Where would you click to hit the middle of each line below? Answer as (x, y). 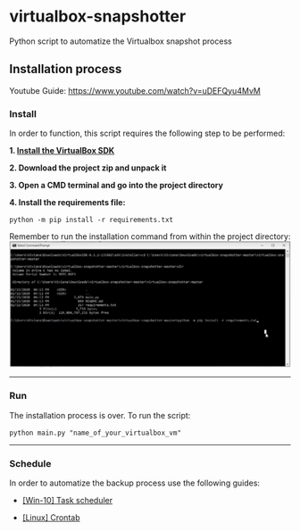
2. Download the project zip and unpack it (88, 168)
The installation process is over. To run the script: (100, 415)
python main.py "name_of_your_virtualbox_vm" (95, 433)
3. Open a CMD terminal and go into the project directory (116, 186)
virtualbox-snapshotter (98, 17)
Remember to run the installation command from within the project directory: (150, 236)
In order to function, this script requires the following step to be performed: (147, 133)
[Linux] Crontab (51, 518)
